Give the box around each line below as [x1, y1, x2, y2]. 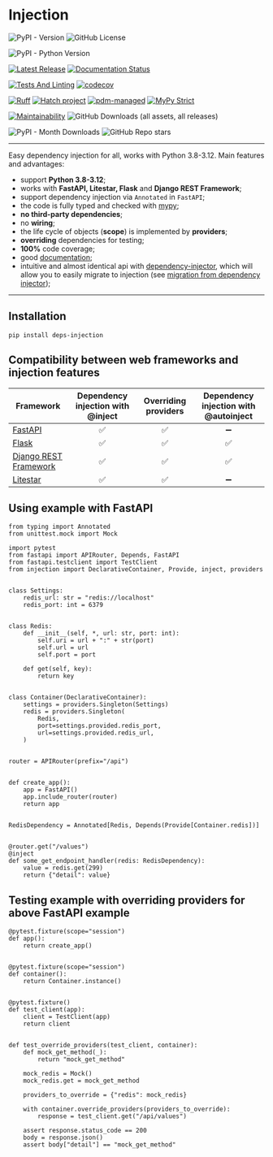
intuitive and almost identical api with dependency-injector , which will [19, 261, 253, 271]
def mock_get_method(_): [23, 1048, 107, 1057]
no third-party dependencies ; [19, 209, 123, 219]
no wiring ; [19, 218, 55, 227]
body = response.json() [23, 1133, 104, 1142]
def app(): [8, 934, 45, 943]
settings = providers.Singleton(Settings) [23, 700, 169, 708]
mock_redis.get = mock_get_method [23, 1077, 140, 1085]
